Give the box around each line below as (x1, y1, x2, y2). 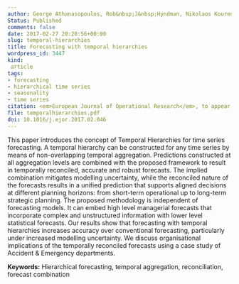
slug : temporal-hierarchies (7, 37, 91, 44)
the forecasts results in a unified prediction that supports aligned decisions (7, 180, 227, 189)
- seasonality (7, 89, 50, 97)
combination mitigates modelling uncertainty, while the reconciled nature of (7, 173, 229, 182)
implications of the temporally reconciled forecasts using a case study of (7, 241, 221, 249)
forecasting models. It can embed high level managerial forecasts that (7, 203, 212, 212)
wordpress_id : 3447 (7, 50, 65, 58)
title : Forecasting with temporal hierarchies (7, 43, 148, 50)
